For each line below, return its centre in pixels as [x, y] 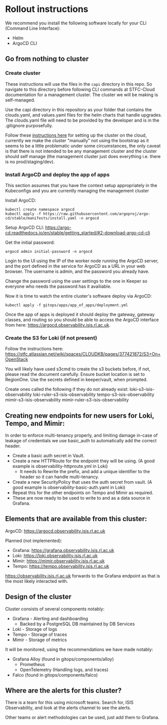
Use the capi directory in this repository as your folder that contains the [79, 109]
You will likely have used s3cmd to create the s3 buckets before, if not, [78, 369]
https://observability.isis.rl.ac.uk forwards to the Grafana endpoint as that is [83, 576]
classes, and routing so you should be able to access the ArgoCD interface [82, 320]
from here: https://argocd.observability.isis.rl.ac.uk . [58, 325]
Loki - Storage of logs [35, 629]
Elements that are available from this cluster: [76, 519]
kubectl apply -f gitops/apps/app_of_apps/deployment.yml [67, 305]
